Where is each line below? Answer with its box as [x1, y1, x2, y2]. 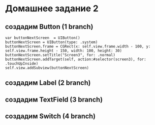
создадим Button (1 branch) [5, 23, 93, 31]
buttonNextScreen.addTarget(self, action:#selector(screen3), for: [5, 57, 147, 62]
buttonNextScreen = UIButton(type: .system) [5, 40, 98, 45]
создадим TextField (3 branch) [5, 95, 103, 103]
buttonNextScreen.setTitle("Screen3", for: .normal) [5, 52, 116, 57]
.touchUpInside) [5, 61, 38, 66]
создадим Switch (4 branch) [5, 112, 96, 121]
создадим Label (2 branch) [5, 79, 91, 87]
